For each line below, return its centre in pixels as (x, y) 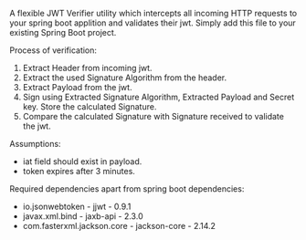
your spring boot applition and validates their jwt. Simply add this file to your (153, 23)
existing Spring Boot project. (63, 32)
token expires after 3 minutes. (79, 171)
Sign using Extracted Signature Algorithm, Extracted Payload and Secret (158, 97)
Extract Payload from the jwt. (77, 87)
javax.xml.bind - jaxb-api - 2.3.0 (83, 216)
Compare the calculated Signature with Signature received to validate (153, 116)
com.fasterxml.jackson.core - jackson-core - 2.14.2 (119, 226)
